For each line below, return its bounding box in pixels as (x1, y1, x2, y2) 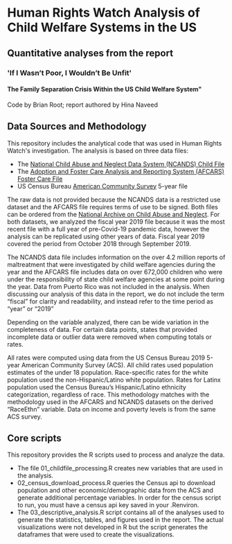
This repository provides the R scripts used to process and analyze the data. (7, 450, 225, 459)
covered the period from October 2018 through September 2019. (7, 239, 192, 247)
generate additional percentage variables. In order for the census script (17, 493, 222, 502)
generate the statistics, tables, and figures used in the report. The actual (17, 516, 224, 524)
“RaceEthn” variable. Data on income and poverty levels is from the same (7, 405, 216, 413)
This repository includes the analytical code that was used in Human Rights (7, 139, 222, 147)
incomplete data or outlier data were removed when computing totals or (7, 333, 213, 341)
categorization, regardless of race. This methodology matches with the (7, 390, 210, 398)
